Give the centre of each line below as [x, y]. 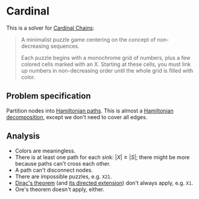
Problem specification [49, 96]
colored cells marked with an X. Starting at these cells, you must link [106, 64]
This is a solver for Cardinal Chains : [50, 28]
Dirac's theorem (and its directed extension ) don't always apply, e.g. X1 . [104, 183]
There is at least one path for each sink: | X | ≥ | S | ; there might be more [102, 157]
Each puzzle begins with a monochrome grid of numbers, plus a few [106, 57]
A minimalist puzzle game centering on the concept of [88, 39]
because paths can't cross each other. [63, 163]
